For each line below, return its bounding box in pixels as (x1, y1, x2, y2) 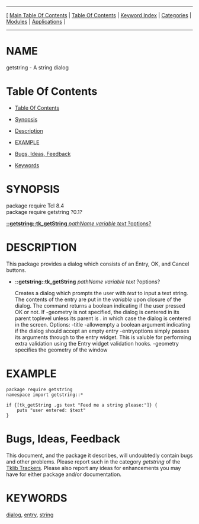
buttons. (6, 266, 27, 273)
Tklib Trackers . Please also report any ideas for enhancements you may (6, 464, 181, 471)
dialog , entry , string (6, 511, 54, 518)
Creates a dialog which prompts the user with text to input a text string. (14, 289, 188, 296)
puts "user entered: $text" (17, 407, 86, 413)
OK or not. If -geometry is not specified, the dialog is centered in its (14, 308, 179, 315)
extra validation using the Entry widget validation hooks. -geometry (14, 340, 179, 347)
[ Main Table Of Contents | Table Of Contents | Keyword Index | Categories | (6, 12, 191, 18)
